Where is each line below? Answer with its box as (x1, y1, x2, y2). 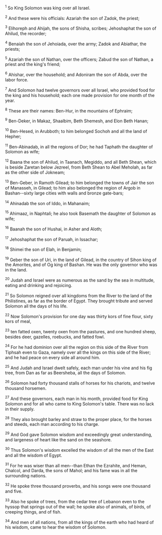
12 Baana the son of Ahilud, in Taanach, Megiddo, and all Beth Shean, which (5, 158, 157, 165)
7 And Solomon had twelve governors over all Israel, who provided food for (5, 86, 155, 93)
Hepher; (5, 134, 22, 139)
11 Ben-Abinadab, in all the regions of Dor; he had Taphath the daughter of (5, 143, 153, 150)
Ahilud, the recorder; (5, 30, 47, 36)
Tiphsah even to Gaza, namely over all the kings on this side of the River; (5, 349, 151, 355)
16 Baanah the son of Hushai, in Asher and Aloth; (5, 225, 102, 232)
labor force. (5, 76, 28, 82)
